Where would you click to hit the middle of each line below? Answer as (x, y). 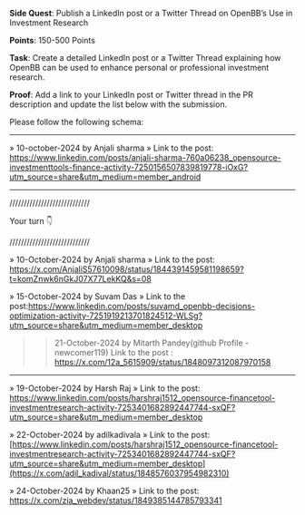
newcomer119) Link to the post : (114, 352)
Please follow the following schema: (77, 122)
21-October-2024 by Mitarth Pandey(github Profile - (152, 343)
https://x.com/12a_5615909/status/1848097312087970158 (162, 362)
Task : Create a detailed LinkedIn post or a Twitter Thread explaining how (145, 58)
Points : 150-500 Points (52, 40)
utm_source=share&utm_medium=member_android (105, 177)
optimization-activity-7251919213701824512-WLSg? (106, 316)
